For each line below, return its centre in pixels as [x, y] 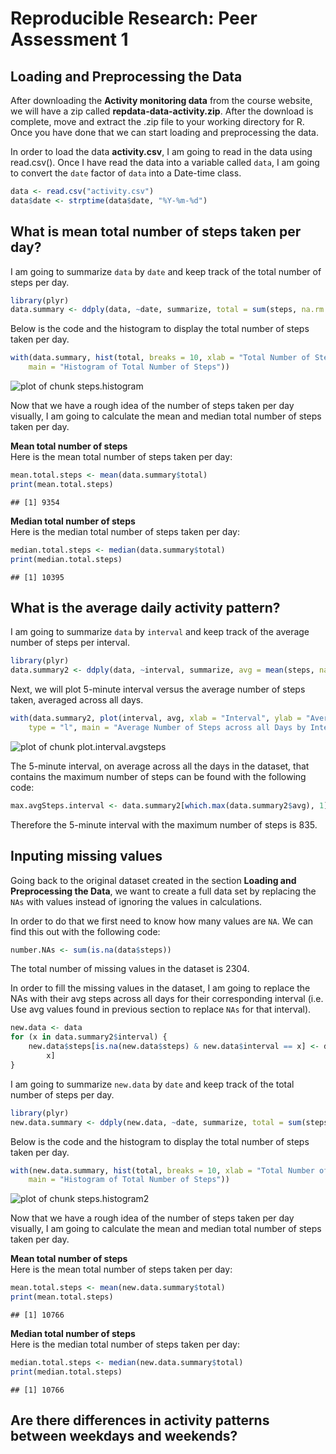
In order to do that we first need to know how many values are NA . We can [162, 921]
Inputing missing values [86, 856]
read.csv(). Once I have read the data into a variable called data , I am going [165, 162]
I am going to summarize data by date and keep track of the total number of [166, 271]
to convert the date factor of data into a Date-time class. [126, 173]
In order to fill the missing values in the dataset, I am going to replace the [160, 988]
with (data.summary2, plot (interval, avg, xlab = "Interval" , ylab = [156, 718]
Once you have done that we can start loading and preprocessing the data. [164, 132]
